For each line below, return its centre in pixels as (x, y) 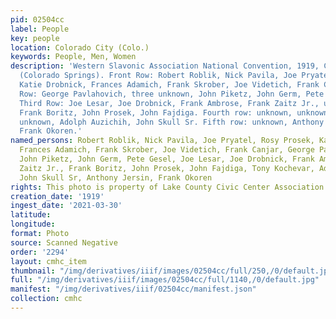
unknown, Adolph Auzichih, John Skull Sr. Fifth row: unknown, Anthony (172, 122)
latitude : (31, 215)
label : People (40, 29)
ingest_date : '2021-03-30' (66, 206)
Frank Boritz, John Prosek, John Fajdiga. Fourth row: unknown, (156, 112)
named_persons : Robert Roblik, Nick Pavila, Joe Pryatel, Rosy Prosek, (162, 141)
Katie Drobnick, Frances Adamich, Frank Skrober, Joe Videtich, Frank (169, 85)
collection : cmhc (46, 299)
